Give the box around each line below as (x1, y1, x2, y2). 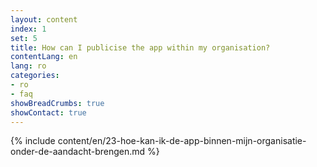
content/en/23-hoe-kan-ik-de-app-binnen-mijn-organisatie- (57, 135, 307, 147)
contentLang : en (10, 52, 78, 62)
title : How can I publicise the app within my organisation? (10, 42, 271, 53)
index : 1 (10, 24, 47, 34)
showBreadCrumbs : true (10, 98, 105, 108)
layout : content (10, 14, 78, 25)
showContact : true (10, 107, 87, 118)
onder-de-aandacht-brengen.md (10, 146, 146, 158)
